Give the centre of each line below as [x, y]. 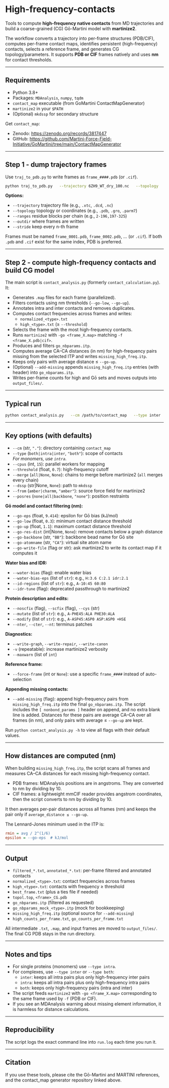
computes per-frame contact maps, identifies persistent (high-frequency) [81, 43]
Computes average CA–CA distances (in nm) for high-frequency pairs [84, 351]
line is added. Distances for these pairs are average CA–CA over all [82, 715]
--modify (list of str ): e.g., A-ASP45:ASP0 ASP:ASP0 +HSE [69, 619]
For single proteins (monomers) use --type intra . [64, 966]
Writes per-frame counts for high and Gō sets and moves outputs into [84, 378]
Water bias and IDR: [26, 563]
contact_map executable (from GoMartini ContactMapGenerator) [78, 103]
